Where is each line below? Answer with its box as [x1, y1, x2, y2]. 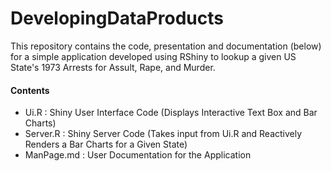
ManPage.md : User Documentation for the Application [24, 149, 252, 161]
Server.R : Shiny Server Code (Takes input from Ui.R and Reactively [24, 128, 303, 140]
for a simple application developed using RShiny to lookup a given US [10, 50, 297, 62]
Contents [10, 84, 50, 96]
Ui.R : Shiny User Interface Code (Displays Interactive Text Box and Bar [24, 107, 318, 119]
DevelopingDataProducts [10, 7, 224, 30]
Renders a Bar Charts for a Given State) [24, 138, 188, 151]
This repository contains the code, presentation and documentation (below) [10, 40, 322, 52]
